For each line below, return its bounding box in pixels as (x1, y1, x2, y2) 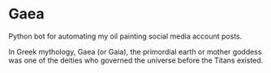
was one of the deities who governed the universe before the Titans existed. (8, 55, 264, 65)
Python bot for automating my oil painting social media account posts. (8, 31, 243, 41)
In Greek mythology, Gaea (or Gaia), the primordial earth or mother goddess (8, 47, 262, 56)
